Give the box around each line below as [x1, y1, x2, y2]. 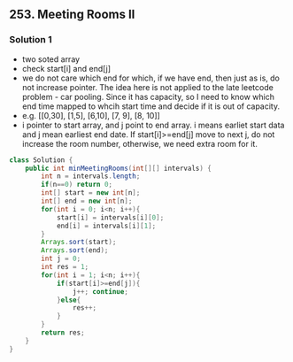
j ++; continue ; [72, 287, 128, 296]
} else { [56, 296, 81, 304]
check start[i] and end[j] [21, 63, 112, 73]
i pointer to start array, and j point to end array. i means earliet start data [21, 119, 285, 130]
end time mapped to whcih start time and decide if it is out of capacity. [21, 101, 281, 112]
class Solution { [9, 155, 73, 165]
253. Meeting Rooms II [9, 7, 135, 22]
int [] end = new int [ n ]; [41, 196, 133, 206]
